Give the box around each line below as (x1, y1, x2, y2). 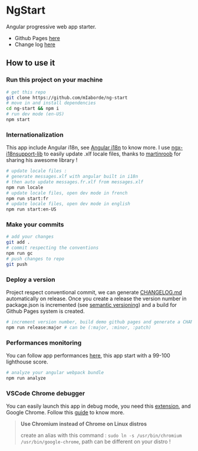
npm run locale (6, 184, 44, 190)
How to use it (6, 58, 55, 68)
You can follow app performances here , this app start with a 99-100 (6, 352, 171, 359)
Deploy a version (6, 275, 55, 284)
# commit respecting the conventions (6, 245, 99, 251)
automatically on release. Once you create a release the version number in (6, 295, 187, 302)
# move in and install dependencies (6, 100, 96, 106)
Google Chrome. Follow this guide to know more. (6, 409, 125, 416)
